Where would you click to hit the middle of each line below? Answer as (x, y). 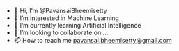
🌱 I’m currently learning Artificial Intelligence (77, 25)
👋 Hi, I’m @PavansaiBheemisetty (60, 11)
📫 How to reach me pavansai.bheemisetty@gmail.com (93, 40)
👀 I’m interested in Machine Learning (67, 18)
